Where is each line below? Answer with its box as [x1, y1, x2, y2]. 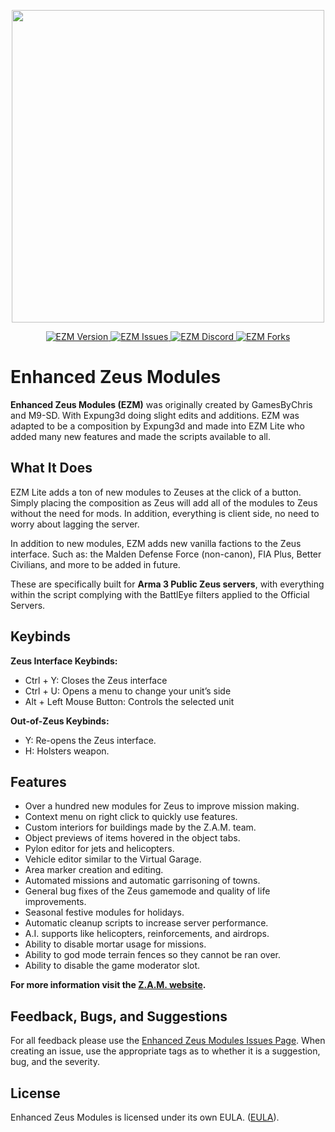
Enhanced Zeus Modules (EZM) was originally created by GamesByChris [10, 398, 313, 410]
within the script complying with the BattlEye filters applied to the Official [10, 588, 310, 600]
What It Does [10, 460, 93, 477]
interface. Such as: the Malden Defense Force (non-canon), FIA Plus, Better [10, 548, 322, 560]
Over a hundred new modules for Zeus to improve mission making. [24, 800, 300, 812]
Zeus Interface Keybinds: [10, 655, 118, 667]
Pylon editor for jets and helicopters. [24, 843, 175, 855]
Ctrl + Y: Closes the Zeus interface [24, 674, 168, 686]
